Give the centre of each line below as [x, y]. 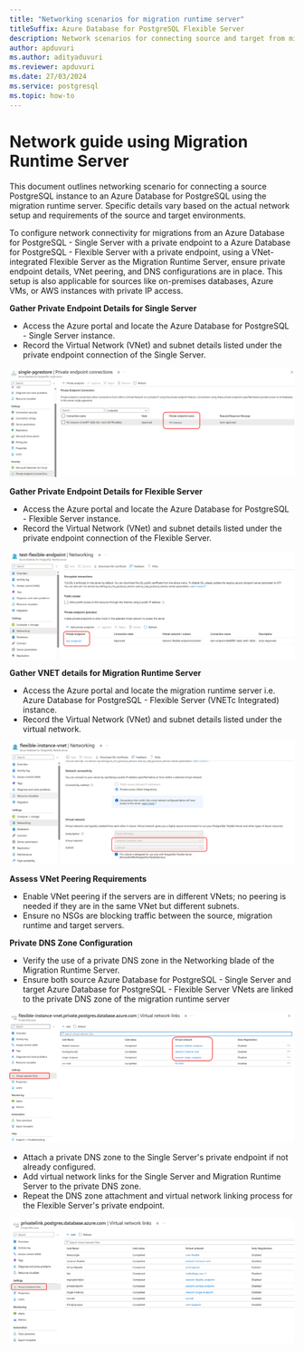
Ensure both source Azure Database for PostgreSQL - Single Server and [157, 979]
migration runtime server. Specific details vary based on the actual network [150, 205]
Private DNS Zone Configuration [71, 943]
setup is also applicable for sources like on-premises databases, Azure [142, 280]
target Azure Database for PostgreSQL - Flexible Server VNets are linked [158, 989]
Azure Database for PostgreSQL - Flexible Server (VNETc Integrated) [151, 700]
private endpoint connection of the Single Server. [114, 355]
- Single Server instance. [69, 335]
